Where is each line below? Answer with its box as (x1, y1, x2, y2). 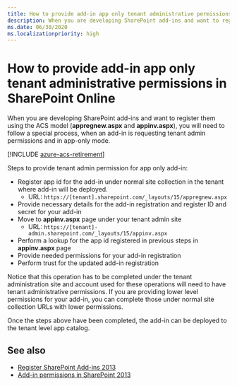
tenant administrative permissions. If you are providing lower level (7, 288, 199, 296)
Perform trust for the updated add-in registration (17, 259, 159, 267)
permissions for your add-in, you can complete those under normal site (7, 295, 214, 304)
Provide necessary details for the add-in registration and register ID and (17, 200, 227, 209)
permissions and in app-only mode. (7, 136, 111, 145)
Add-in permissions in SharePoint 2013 (17, 370, 131, 379)
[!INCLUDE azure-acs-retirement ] (7, 150, 105, 159)
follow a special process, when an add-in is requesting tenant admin (7, 129, 206, 138)
